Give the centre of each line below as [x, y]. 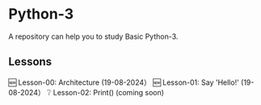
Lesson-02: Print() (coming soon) [108, 92]
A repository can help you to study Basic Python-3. [93, 36]
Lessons [30, 62]
